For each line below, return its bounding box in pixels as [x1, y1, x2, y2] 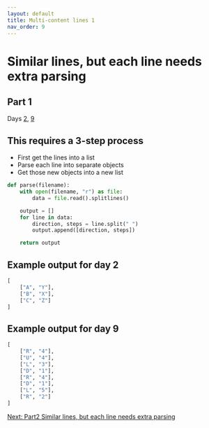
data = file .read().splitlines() [32, 194, 130, 201]
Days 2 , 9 [7, 115, 35, 123]
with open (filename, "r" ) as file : [20, 188, 123, 196]
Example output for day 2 [7, 259, 119, 271]
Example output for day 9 [7, 322, 119, 334]
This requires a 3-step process [7, 134, 144, 147]
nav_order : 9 [7, 23, 45, 30]
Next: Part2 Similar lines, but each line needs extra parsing [7, 412, 176, 420]
